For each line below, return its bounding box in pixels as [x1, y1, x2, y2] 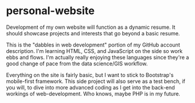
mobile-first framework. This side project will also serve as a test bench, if [6, 78, 186, 85]
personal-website [6, 4, 95, 18]
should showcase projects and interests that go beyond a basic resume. [6, 29, 180, 36]
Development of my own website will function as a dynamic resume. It [6, 24, 176, 31]
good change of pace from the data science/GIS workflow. [6, 60, 148, 67]
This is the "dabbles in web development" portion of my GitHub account [6, 41, 180, 48]
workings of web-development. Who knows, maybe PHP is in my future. [6, 90, 180, 97]
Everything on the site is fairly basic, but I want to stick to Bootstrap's [6, 71, 174, 78]
